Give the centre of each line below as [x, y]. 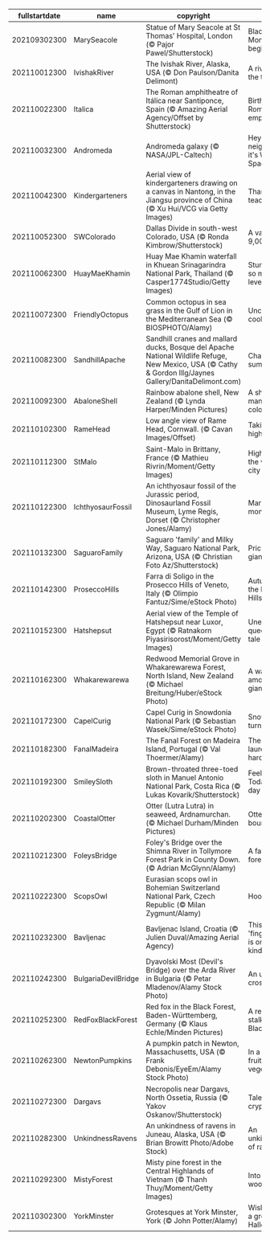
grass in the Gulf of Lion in [189, 310]
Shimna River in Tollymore [189, 851]
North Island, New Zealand [190, 675]
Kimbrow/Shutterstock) [184, 245]
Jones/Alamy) [169, 528]
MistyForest [93, 1179]
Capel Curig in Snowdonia [188, 712]
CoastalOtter [95, 818]
